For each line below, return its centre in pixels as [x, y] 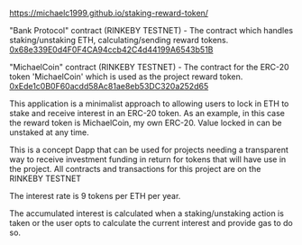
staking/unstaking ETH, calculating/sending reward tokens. [119, 40]
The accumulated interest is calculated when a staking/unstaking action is [146, 213]
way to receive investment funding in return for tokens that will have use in [148, 159]
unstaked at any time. [50, 132]
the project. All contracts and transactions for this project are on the [135, 169]
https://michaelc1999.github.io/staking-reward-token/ [109, 13]
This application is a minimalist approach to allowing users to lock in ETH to [149, 104]
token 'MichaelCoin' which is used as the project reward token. [126, 77]
